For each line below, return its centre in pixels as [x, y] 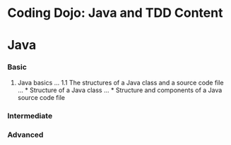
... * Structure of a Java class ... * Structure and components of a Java [120, 90]
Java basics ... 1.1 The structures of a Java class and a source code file [120, 82]
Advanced [25, 134]
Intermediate [30, 115]
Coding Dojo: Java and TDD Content [115, 13]
